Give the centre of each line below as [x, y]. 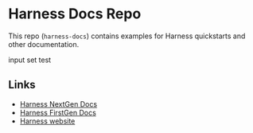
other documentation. [44, 44]
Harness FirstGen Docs [58, 112]
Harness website [47, 121]
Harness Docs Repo [75, 14]
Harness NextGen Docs [58, 104]
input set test [30, 60]
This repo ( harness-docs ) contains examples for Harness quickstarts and [127, 36]
